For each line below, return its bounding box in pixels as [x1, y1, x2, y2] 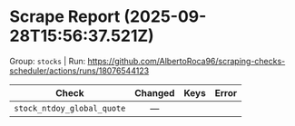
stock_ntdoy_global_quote [14, 102, 126, 113]
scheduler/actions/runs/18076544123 [9, 65, 150, 76]
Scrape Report [9, 6, 121, 27]
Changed [134, 86, 175, 99]
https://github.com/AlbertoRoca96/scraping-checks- [87, 55, 286, 66]
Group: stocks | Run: [9, 55, 86, 66]
